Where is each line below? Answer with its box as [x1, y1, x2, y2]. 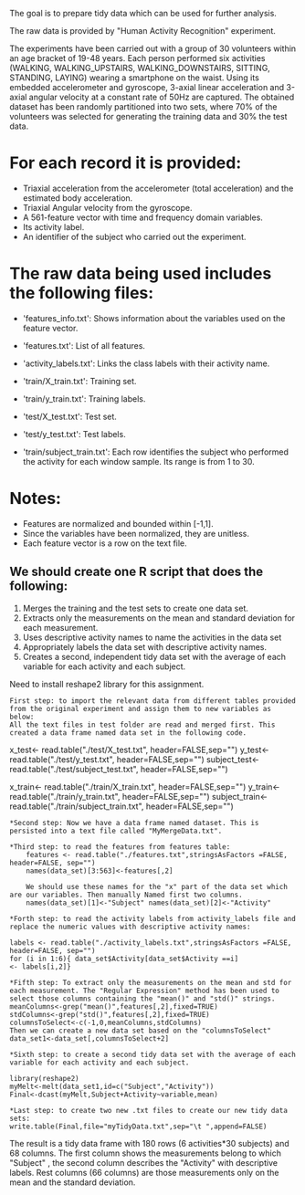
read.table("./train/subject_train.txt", [9, 801, 144, 812]
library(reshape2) [9, 1074, 79, 1083]
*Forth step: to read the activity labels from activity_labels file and [9, 914, 297, 923]
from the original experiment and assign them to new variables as [9, 704, 272, 713]
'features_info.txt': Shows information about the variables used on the [22, 312, 286, 323]
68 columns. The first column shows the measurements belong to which [9, 1148, 281, 1158]
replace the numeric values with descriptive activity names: [9, 922, 251, 931]
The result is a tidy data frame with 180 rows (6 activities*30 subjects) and [9, 1137, 289, 1148]
